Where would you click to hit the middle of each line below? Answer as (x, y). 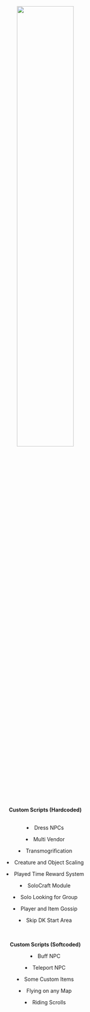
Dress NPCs (49, 828)
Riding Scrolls (49, 1002)
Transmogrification (49, 851)
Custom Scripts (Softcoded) (45, 945)
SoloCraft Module (49, 885)
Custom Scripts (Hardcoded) (45, 810)
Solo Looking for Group (49, 897)
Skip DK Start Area (49, 920)
